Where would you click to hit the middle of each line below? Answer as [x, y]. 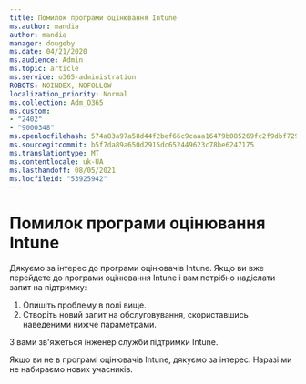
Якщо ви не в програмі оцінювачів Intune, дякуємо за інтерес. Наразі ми [151, 359]
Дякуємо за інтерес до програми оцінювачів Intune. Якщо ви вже [137, 268]
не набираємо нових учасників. [71, 369]
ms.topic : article [44, 69]
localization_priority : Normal [69, 94]
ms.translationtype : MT [55, 153]
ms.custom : [30, 111]
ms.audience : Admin [46, 60]
